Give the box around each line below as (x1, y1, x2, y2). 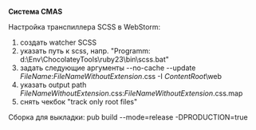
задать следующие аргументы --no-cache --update (19, 63, 196, 73)
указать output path (19, 80, 87, 89)
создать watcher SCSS (19, 37, 97, 47)
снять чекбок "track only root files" (19, 97, 138, 106)
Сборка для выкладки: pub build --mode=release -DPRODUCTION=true (8, 112, 249, 122)
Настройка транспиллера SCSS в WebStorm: (8, 22, 161, 31)
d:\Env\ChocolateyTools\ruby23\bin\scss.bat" (19, 55, 170, 64)
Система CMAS (8, 7, 63, 16)
